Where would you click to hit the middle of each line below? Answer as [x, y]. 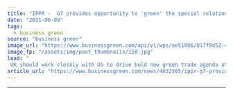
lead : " [18, 59]
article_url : [26, 71]
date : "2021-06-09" [35, 20]
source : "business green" [44, 39]
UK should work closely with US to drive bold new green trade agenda [114, 65]
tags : [15, 26]
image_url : [23, 45]
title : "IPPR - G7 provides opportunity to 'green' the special [103, 13]
